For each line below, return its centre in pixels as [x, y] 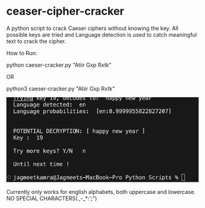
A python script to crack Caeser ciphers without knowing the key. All [92, 28]
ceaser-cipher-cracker [65, 11]
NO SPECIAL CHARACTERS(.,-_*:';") [52, 198]
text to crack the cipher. [36, 41]
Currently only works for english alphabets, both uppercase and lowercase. [101, 191]
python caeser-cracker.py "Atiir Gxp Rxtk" [59, 65]
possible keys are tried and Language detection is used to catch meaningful [102, 34]
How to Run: [22, 53]
